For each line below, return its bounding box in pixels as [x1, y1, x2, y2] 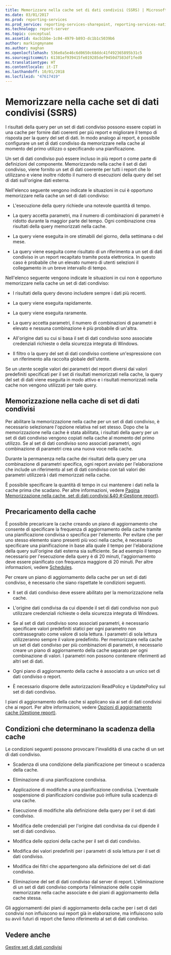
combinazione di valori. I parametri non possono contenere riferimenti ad [12, 653, 166, 659]
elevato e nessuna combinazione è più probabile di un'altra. [12, 325, 138, 331]
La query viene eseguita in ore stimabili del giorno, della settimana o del [12, 233, 163, 239]
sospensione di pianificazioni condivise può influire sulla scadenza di [12, 792, 158, 798]
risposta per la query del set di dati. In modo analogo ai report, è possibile [5, 134, 160, 141]
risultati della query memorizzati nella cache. [12, 223, 107, 229]
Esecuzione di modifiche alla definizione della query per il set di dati [12, 807, 156, 813]
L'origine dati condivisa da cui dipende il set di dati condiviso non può [12, 605, 159, 611]
